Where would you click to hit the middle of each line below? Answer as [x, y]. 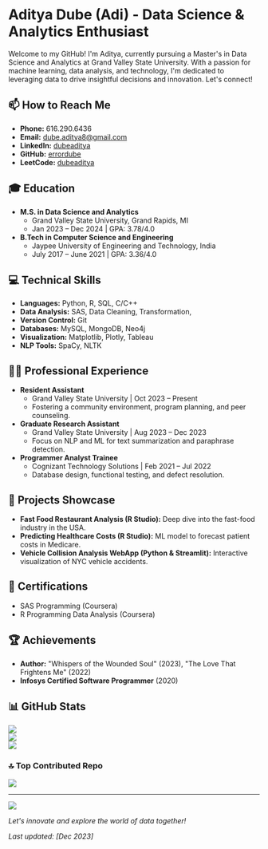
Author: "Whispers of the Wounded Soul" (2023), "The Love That [128, 663]
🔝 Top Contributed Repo [56, 766]
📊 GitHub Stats [47, 707]
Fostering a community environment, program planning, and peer [139, 407]
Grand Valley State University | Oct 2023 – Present [114, 399]
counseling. [51, 416]
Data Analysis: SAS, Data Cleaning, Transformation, [106, 312]
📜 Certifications [48, 587]
